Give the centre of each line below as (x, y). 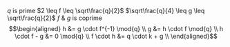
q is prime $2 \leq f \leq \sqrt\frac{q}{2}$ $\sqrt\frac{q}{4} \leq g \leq (106, 11)
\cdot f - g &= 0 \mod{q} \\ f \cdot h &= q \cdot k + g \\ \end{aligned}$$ (116, 36)
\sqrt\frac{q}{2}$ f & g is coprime (55, 18)
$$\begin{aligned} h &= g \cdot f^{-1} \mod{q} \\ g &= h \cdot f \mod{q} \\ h (116, 29)
